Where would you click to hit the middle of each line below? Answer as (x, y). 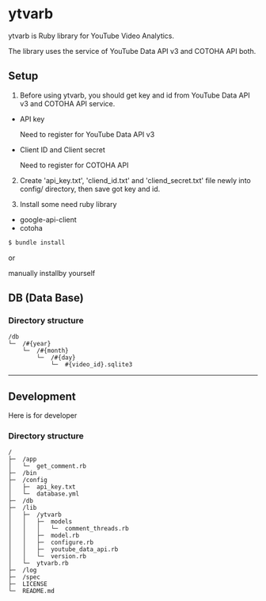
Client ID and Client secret (62, 149)
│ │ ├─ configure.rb (51, 543)
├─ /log (23, 570)
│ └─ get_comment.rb (47, 466)
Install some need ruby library (68, 204)
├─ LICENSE (28, 584)
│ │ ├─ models (40, 522)
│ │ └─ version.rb (47, 557)
